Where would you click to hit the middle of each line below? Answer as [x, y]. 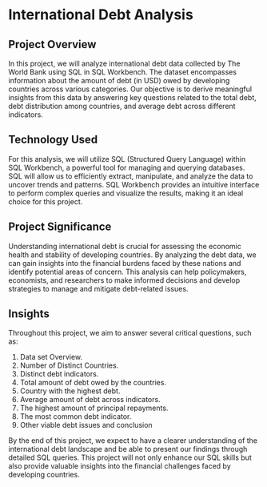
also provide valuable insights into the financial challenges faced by [120, 466]
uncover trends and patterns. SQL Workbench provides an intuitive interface [134, 184]
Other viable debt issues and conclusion [86, 425]
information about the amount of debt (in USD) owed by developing [119, 80]
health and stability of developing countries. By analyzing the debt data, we [133, 255]
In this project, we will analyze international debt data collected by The [124, 63]
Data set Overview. [51, 357]
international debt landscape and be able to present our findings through [128, 449]
